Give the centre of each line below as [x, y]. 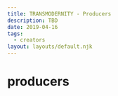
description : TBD [33, 20]
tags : [15, 34]
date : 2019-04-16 [33, 27]
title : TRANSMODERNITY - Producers [59, 14]
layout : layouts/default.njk [50, 47]
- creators [29, 40]
